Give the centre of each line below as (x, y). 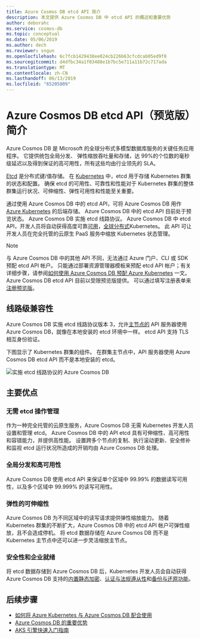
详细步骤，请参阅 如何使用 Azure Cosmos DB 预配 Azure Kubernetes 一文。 (98, 272)
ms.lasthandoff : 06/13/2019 (41, 78)
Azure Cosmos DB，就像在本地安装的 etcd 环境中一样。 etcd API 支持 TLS (98, 331)
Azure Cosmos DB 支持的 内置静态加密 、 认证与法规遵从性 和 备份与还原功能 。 (100, 579)
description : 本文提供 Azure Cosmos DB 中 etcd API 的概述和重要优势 (89, 17)
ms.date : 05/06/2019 (32, 40)
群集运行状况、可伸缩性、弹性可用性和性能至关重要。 (72, 191)
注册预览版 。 (22, 287)
